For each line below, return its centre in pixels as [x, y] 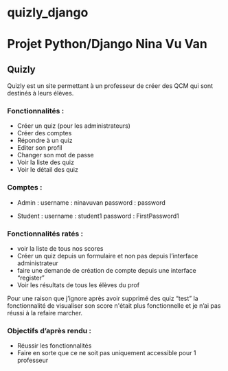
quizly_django [48, 13]
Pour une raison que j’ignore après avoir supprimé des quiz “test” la [103, 299]
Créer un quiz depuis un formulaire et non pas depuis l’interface [107, 256]
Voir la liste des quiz [45, 162]
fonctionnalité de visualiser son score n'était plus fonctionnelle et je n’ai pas [114, 306]
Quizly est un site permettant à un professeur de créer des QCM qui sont [110, 86]
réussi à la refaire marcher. [45, 313]
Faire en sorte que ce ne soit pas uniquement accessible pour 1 [106, 353]
